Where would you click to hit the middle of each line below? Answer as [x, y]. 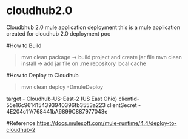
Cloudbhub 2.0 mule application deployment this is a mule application [93, 27]
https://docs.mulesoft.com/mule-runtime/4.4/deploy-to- [107, 123]
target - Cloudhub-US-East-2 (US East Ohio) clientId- [73, 99]
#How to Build [24, 45]
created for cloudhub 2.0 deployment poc [59, 33]
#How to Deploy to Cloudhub [42, 75]
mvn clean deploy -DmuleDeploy [62, 87]
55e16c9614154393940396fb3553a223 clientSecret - [74, 105]
